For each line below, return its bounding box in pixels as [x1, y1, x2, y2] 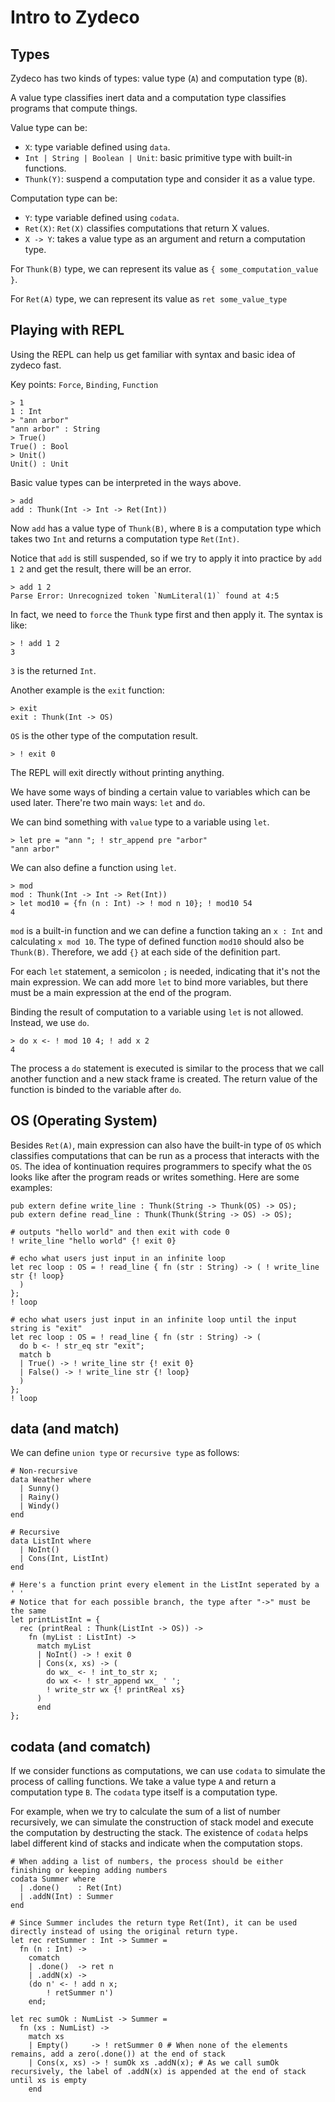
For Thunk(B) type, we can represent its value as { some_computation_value [10, 263, 319, 275]
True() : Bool [10, 441, 70, 451]
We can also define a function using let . [10, 861, 177, 873]
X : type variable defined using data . [24, 141, 171, 153]
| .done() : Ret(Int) [19, 1883, 123, 1893]
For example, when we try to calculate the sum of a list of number [10, 1806, 281, 1818]
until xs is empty [10, 2076, 87, 2086]
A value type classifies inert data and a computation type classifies [10, 92, 287, 103]
